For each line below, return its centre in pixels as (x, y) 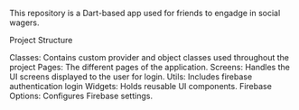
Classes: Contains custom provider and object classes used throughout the (149, 57)
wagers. (24, 23)
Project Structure (41, 40)
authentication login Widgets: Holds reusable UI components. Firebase (141, 86)
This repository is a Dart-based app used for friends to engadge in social (145, 13)
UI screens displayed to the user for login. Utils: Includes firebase (131, 77)
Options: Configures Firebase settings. (81, 96)
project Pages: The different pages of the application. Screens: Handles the (150, 67)
